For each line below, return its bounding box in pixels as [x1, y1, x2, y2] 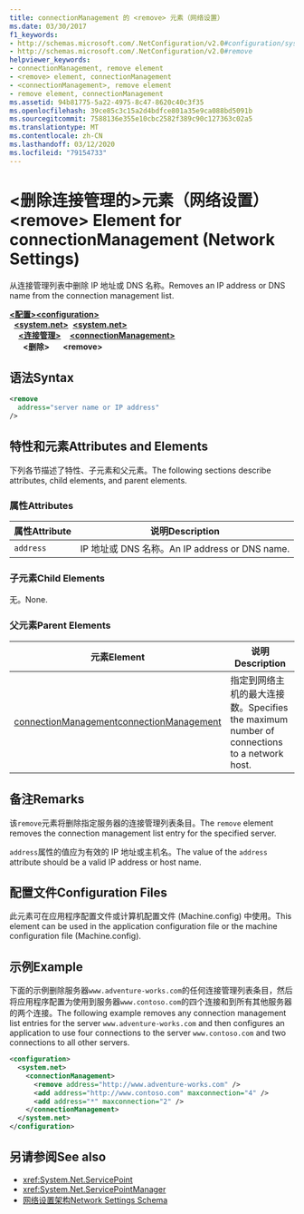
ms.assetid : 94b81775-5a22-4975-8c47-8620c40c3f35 [9, 97, 204, 107]
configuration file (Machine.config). [9, 931, 142, 942]
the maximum [230, 713, 288, 726]
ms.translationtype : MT [9, 123, 100, 132]
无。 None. [9, 594, 48, 605]
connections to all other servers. [9, 1037, 130, 1048]
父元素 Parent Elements [9, 619, 111, 631]
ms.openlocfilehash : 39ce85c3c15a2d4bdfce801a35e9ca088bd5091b [9, 106, 253, 115]
